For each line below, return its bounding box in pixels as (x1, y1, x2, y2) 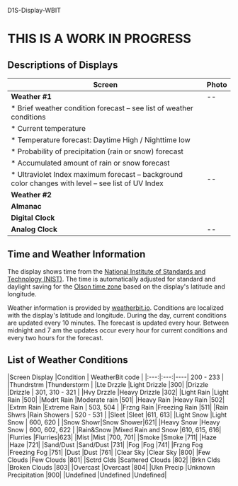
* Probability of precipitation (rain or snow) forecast (11, 146, 184, 156)
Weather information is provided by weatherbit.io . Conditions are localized (7, 303, 225, 312)
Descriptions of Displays (7, 59, 118, 71)
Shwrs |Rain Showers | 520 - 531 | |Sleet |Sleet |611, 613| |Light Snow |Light (7, 410, 227, 419)
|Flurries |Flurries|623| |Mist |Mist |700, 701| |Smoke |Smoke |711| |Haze (7, 433, 217, 441)
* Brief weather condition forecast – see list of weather (11, 103, 193, 112)
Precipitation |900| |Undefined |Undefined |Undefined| (7, 470, 167, 479)
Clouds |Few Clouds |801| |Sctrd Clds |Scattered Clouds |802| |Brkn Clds (7, 456, 221, 464)
